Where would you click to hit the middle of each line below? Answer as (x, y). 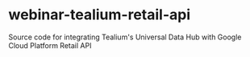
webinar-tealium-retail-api (100, 15)
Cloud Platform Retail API (50, 45)
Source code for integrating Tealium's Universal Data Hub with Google (125, 37)
